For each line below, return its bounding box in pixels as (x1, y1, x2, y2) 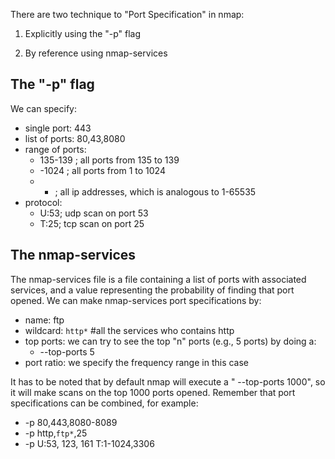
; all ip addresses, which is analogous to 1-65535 (54, 185, 257, 198)
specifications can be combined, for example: (10, 397, 199, 409)
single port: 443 (24, 122, 92, 134)
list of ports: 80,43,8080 (24, 132, 126, 144)
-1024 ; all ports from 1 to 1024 (39, 164, 166, 176)
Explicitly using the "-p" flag (24, 28, 142, 39)
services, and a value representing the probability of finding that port (10, 284, 295, 296)
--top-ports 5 (39, 345, 95, 358)
